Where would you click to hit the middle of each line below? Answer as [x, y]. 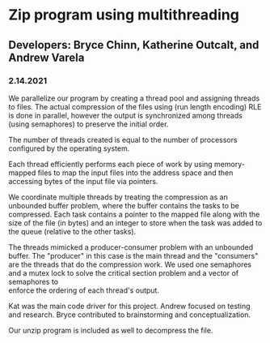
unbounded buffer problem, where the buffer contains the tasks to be [124, 205]
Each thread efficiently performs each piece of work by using [110, 164]
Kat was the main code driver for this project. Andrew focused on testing [129, 306]
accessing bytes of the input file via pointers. [83, 181]
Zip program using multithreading [124, 15]
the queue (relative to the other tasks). [72, 231]
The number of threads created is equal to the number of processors [123, 139]
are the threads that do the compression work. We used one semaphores [130, 264]
